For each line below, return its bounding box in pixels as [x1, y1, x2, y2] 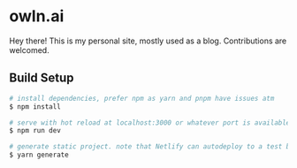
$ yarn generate [9, 150, 69, 160]
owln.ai [9, 6, 65, 27]
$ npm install [9, 102, 62, 111]
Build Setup [9, 71, 74, 86]
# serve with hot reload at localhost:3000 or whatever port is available [9, 118, 291, 127]
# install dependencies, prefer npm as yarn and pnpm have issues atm [9, 94, 275, 103]
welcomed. [9, 44, 50, 55]
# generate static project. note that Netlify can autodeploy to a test [9, 142, 283, 151]
